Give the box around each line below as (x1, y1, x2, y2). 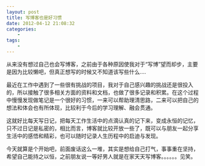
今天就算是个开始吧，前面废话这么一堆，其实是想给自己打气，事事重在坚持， (6, 145, 199, 153)
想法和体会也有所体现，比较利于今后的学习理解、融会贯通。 (6, 104, 156, 111)
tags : (6, 37, 20, 43)
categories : (6, 26, 37, 32)
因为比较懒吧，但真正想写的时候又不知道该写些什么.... (11, 68, 146, 75)
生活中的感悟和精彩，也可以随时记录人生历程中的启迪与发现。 (6, 132, 162, 139)
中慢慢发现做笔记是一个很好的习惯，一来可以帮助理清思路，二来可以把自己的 (6, 96, 199, 104)
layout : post (6, 9, 40, 15)
